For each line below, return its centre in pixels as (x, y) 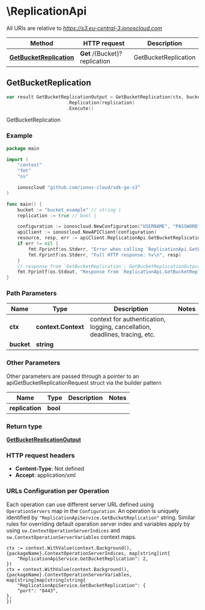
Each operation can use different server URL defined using (80, 504)
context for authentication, (128, 319)
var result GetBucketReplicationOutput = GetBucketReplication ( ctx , (95, 97)
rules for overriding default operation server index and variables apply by (98, 524)
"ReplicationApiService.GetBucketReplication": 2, (83, 559)
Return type (24, 426)
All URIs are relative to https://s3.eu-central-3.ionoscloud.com (85, 28)
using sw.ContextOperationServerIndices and (63, 530)
